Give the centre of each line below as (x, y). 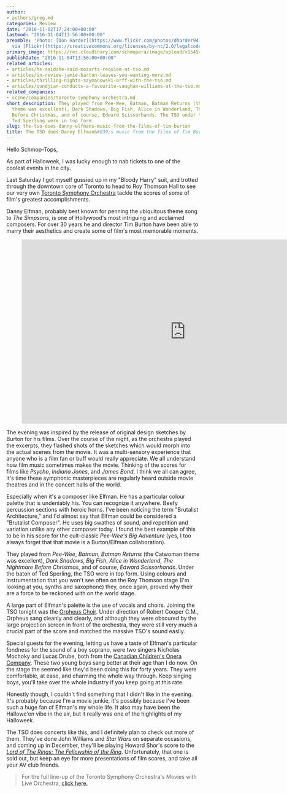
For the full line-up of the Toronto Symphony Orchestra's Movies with (109, 777)
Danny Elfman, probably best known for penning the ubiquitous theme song (102, 211)
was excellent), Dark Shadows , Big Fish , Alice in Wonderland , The (90, 561)
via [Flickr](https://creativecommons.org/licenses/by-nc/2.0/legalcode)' (109, 47)
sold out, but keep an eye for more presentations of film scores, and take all (102, 758)
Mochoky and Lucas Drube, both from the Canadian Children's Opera (94, 656)
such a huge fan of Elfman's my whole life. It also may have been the (93, 707)
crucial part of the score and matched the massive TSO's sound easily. (96, 631)
